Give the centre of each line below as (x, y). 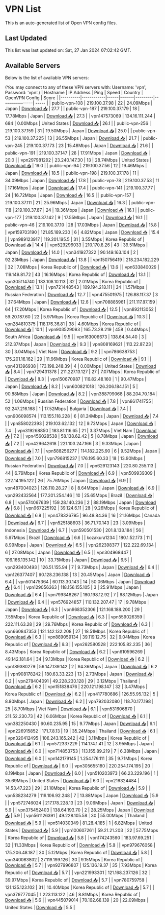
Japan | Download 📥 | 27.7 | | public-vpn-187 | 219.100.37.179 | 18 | (72, 108)
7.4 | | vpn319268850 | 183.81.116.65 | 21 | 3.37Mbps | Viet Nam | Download (81, 430)
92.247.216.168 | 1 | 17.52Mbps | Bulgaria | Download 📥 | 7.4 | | (68, 409)
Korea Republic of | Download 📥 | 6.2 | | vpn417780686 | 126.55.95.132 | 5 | (82, 694)
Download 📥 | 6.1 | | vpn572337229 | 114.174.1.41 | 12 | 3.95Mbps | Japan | (80, 743)
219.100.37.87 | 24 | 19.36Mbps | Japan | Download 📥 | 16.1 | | (77, 210)
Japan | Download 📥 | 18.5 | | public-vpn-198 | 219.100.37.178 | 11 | (72, 173)
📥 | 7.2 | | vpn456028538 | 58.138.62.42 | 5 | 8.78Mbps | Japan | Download (82, 436)
